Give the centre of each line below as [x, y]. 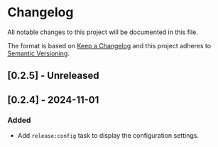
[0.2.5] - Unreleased [53, 76]
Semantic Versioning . [38, 53]
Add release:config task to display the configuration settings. [108, 136]
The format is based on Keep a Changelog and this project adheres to [109, 45]
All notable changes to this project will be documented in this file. [103, 32]
